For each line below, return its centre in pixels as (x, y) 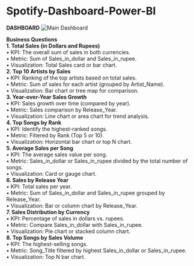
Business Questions (32, 39)
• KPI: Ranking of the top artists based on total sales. (71, 78)
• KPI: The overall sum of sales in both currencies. (68, 52)
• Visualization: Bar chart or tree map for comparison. (73, 90)
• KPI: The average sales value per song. (57, 154)
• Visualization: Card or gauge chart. (52, 173)
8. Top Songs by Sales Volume (45, 237)
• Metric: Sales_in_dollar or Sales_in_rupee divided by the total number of (97, 161)
